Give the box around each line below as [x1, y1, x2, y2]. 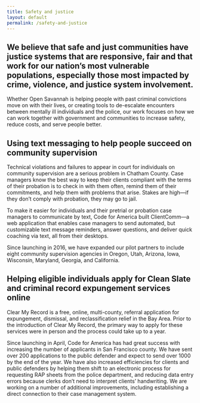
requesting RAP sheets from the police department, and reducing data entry [7, 371, 194, 378]
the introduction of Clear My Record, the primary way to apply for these [7, 321, 183, 328]
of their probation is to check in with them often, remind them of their [7, 183, 177, 189]
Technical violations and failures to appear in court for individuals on [7, 163, 176, 171]
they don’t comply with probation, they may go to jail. [7, 195, 138, 202]
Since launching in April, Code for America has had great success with [7, 339, 181, 346]
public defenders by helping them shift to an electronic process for [7, 365, 171, 372]
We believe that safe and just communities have [7, 42, 189, 52]
